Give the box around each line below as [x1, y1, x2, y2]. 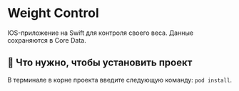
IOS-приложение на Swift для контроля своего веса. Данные [7, 28, 194, 37]
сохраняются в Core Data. [7, 36, 87, 44]
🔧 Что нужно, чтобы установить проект [7, 57, 193, 69]
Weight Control [7, 5, 99, 21]
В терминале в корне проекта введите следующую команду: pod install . [7, 75, 233, 84]
